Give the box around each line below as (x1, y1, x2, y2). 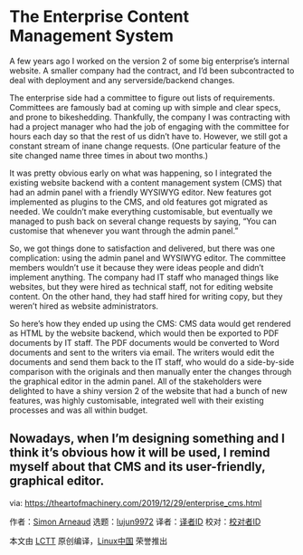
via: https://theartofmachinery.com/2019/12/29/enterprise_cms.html (9, 497, 262, 508)
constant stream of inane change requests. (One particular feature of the (9, 140, 281, 151)
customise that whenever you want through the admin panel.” (9, 225, 239, 236)
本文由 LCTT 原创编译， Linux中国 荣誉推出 (9, 535, 168, 546)
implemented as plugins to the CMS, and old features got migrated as (9, 196, 269, 207)
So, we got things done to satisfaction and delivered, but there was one (9, 243, 276, 254)
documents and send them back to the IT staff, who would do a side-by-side (9, 356, 295, 368)
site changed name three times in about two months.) (9, 149, 209, 160)
